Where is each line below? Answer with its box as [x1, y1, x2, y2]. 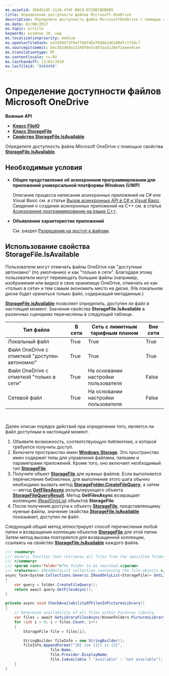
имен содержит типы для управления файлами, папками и [12, 455, 139, 461]
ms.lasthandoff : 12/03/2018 [5, 59, 64, 64]
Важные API [5, 113, 32, 119]
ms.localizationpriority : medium [5, 36, 75, 41]
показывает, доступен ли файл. [12, 514, 80, 520]
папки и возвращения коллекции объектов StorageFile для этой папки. [5, 529, 158, 535]
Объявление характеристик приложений [12, 218, 104, 224]
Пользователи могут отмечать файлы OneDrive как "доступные [5, 263, 142, 269]
